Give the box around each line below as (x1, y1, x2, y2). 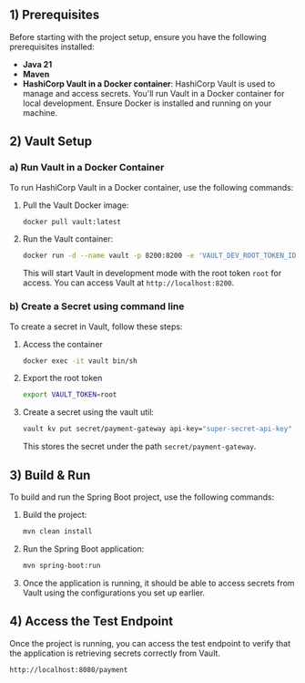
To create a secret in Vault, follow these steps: (9, 321, 183, 332)
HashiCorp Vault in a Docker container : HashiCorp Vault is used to (22, 78, 276, 89)
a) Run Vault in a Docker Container (9, 161, 165, 174)
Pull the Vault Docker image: (22, 200, 129, 211)
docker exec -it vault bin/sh (22, 356, 138, 366)
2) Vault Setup (9, 134, 93, 150)
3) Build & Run (9, 467, 91, 482)
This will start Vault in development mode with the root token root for (22, 268, 282, 279)
